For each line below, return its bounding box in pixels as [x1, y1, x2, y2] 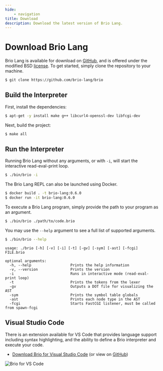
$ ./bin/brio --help [5, 237, 47, 241]
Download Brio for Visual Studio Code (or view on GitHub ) [12, 351, 128, 357]
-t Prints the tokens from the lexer [9, 279, 140, 285]
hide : [5, 7, 16, 12]
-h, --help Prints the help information [9, 262, 130, 268]
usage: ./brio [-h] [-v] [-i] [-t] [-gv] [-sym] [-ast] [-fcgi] [5, 245, 138, 251]
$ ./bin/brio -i [5, 172, 38, 178]
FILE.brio [5, 250, 25, 255]
